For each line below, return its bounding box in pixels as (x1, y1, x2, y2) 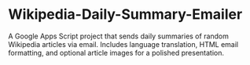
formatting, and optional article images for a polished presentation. (8, 48, 225, 57)
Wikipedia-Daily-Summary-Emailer (8, 5, 243, 23)
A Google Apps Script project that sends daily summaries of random (8, 31, 230, 41)
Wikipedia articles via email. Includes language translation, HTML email (8, 39, 238, 49)
